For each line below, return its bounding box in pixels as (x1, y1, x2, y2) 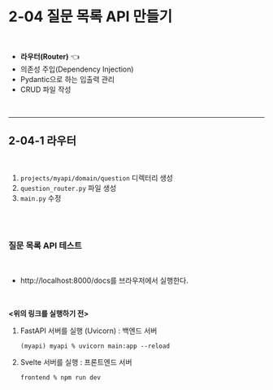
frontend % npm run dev (19, 374, 102, 382)
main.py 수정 (19, 193, 62, 203)
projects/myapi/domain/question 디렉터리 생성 (19, 172, 173, 183)
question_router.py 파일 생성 (19, 183, 117, 193)
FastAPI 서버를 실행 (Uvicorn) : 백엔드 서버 (19, 326, 158, 336)
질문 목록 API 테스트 (8, 240, 83, 251)
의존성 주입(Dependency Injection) (19, 64, 134, 74)
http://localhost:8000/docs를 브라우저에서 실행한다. (19, 275, 188, 285)
